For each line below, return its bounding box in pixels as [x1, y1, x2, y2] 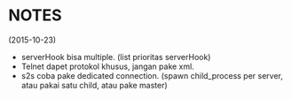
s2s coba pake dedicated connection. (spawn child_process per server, [20, 70, 283, 80]
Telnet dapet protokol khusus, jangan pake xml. [20, 61, 194, 72]
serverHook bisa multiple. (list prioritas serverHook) [20, 51, 211, 62]
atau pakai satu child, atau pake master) [20, 80, 168, 90]
